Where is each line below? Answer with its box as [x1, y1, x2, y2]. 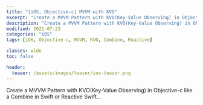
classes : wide [6, 48, 42, 54]
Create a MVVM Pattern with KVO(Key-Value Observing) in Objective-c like [6, 86, 193, 94]
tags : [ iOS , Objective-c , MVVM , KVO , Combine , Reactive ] [6, 37, 153, 43]
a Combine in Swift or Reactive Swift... [6, 93, 101, 100]
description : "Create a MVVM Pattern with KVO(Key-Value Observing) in [6, 20, 190, 26]
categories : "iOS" [6, 31, 53, 37]
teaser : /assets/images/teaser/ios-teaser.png [11, 70, 131, 76]
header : [6, 64, 26, 70]
